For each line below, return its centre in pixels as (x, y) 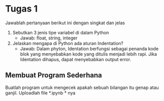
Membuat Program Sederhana (54, 75)
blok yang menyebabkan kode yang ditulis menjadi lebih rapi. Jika (89, 54)
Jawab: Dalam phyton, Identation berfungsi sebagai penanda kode (89, 48)
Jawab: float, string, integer (49, 38)
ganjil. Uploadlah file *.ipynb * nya (40, 93)
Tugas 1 (21, 9)
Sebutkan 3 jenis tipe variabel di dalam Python (61, 32)
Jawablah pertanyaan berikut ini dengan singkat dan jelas (65, 23)
